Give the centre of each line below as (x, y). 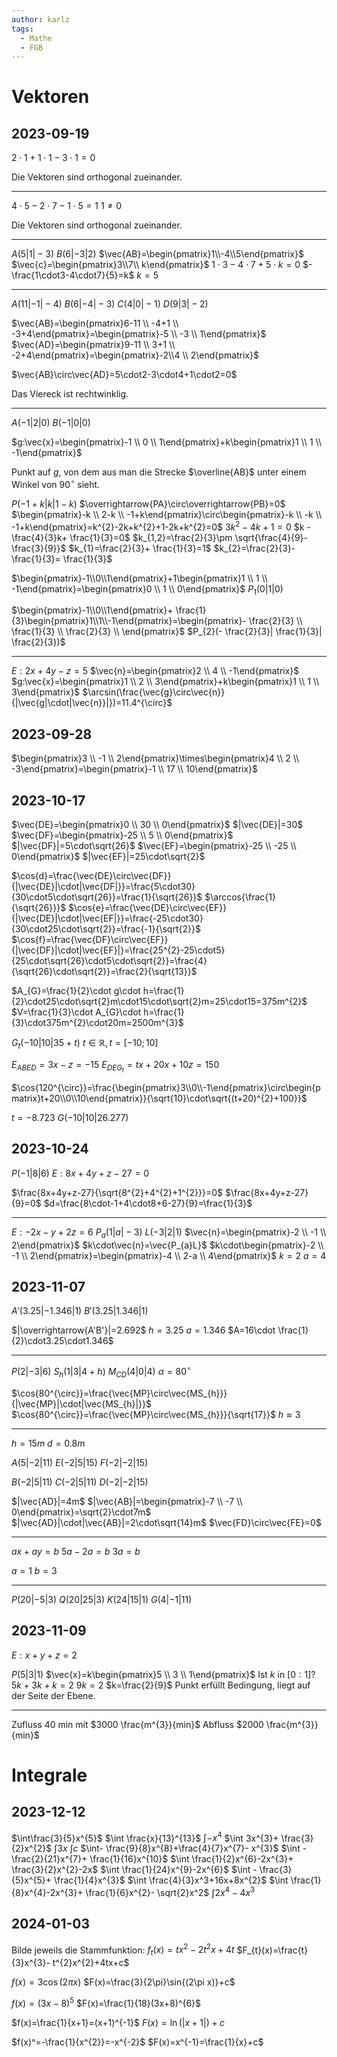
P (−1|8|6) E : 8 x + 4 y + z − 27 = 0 (80, 1173)
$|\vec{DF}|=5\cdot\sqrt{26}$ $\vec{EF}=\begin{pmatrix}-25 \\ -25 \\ (154, 845)
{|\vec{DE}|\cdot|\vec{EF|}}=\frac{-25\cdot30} (107, 918)
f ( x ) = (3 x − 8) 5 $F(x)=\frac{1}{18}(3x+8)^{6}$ (106, 2002)
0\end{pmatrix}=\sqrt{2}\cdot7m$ (81, 1512)
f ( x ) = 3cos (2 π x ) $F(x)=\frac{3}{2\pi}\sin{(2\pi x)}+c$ (123, 1982)
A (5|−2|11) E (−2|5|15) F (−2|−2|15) (80, 1462)
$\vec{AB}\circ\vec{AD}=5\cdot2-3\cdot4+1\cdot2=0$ (124, 375)
